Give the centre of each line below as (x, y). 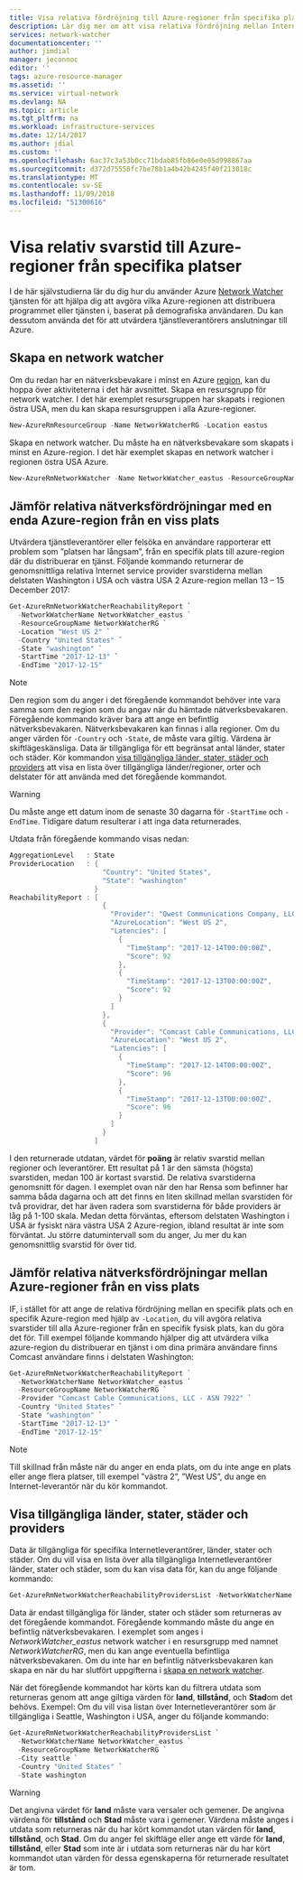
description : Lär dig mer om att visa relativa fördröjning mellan (139, 26)
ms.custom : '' (36, 152)
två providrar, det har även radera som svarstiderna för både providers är (145, 1205)
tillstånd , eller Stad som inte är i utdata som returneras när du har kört (140, 1848)
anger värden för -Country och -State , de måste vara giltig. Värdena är (141, 739)
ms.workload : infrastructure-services (82, 127)
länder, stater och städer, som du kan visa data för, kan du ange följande (143, 1569)
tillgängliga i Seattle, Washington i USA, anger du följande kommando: (139, 1717)
